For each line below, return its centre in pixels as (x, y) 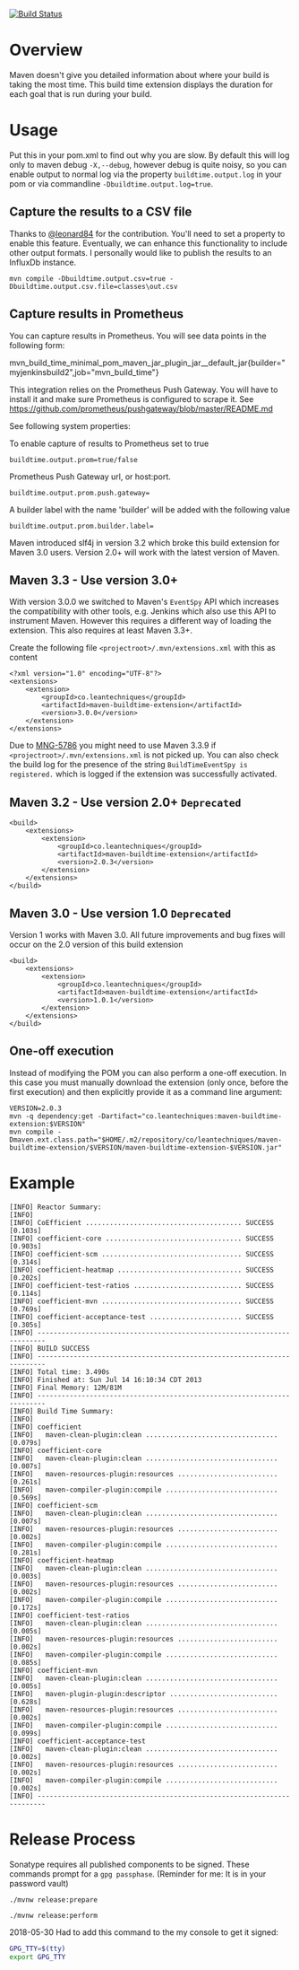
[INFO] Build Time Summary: (62, 1411)
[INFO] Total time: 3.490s (60, 1372)
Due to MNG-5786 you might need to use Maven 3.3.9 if (113, 746)
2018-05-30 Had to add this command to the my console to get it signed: (144, 1932)
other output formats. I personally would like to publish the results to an (141, 252)
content (24, 657)
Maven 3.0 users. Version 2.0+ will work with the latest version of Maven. (145, 552)
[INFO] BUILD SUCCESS (50, 1348)
